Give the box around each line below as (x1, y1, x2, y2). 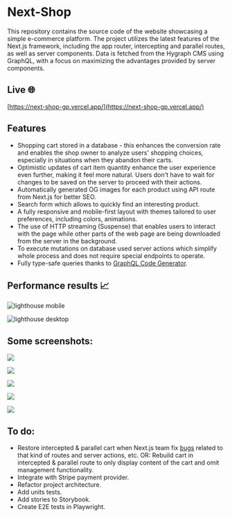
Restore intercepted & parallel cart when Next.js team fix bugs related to (17, 444, 224, 451)
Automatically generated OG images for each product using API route (17, 185, 216, 193)
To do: (7, 425, 35, 437)
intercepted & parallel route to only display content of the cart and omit (17, 458, 220, 467)
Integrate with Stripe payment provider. (17, 473, 130, 481)
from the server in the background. (17, 236, 118, 245)
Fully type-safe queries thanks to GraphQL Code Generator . (17, 259, 188, 267)
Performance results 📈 (7, 279, 109, 291)
